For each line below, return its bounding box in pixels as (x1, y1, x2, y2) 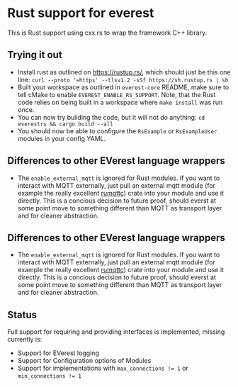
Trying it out (7, 49, 62, 61)
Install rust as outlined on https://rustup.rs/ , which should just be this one (17, 67, 231, 76)
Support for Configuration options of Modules (17, 357, 152, 365)
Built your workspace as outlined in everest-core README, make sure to (17, 83, 229, 91)
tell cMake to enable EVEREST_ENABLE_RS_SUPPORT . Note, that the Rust (17, 90, 216, 99)
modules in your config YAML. (17, 134, 106, 142)
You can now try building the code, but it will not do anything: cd (17, 113, 205, 121)
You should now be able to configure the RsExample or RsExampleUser (17, 126, 217, 135)
